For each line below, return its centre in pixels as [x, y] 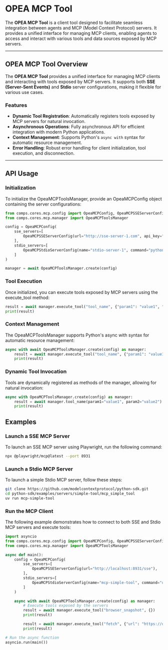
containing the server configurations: [43, 204]
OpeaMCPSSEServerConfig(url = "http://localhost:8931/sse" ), [94, 569]
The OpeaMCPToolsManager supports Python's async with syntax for [77, 335]
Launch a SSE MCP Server [37, 436]
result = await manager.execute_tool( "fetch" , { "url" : [81, 624]
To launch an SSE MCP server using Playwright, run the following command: [84, 447]
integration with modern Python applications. [59, 132]
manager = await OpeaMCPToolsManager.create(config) [61, 268]
